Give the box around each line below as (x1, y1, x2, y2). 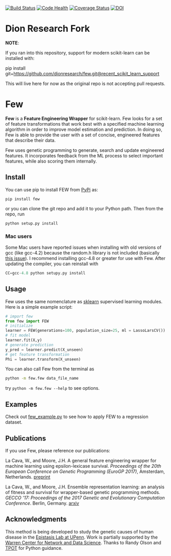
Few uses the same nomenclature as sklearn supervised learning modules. (5, 298, 163, 305)
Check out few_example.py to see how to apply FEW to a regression (5, 413, 149, 420)
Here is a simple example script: (5, 304, 73, 310)
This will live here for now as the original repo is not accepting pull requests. (5, 80, 166, 87)
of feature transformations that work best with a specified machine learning (5, 121, 164, 127)
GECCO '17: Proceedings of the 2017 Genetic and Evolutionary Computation (5, 494, 165, 501)
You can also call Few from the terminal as (5, 366, 94, 372)
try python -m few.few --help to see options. (5, 385, 100, 391)
